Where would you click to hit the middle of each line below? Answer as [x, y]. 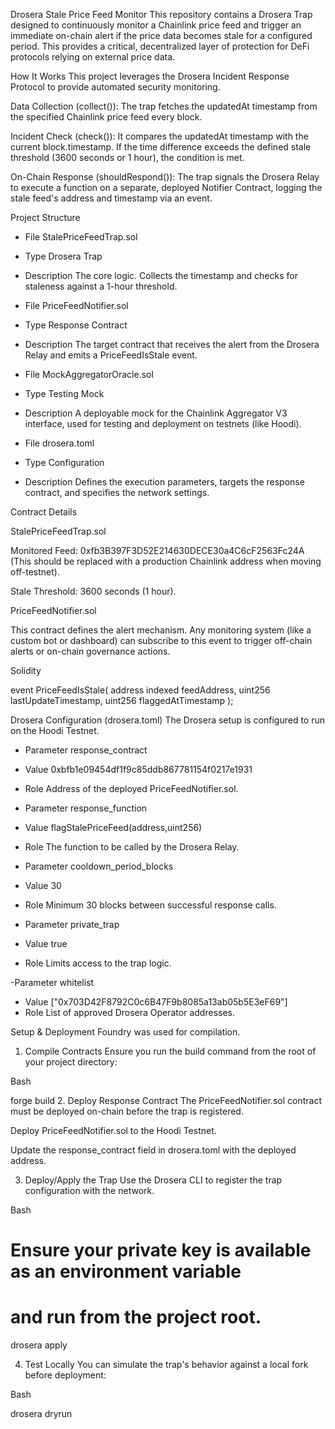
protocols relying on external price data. [93, 57]
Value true [46, 943]
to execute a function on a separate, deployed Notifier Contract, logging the [166, 187]
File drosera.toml [59, 443]
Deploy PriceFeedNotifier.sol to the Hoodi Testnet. [113, 1130]
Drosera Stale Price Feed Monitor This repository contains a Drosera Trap [161, 14]
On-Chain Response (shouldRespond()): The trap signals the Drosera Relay [165, 177]
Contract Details [44, 512]
